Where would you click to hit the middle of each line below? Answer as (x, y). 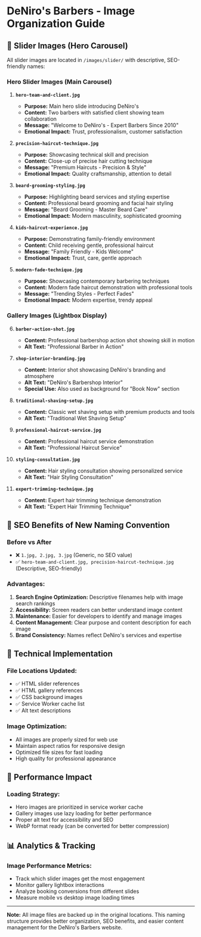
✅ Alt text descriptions (43, 710)
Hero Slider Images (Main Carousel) (59, 82)
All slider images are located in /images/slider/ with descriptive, (86, 60)
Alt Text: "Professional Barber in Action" (74, 347)
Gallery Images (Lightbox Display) (57, 316)
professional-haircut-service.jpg (58, 430)
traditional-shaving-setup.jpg (54, 401)
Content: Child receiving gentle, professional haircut (89, 245)
